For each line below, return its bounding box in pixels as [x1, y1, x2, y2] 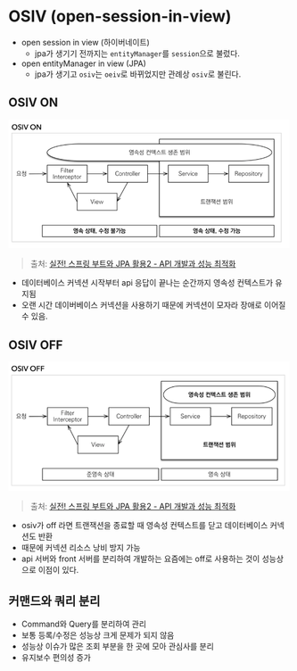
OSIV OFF [8, 337, 63, 352]
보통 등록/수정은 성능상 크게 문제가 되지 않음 [21, 630, 175, 641]
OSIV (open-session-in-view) [8, 6, 232, 27]
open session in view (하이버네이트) [21, 37, 151, 47]
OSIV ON [8, 95, 59, 111]
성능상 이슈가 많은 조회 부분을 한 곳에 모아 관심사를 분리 [21, 641, 215, 652]
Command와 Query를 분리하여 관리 [21, 618, 147, 630]
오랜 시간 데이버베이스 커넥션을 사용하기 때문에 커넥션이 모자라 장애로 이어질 [21, 300, 286, 311]
